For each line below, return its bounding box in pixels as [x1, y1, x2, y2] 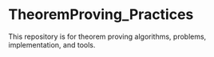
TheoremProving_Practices [8, 6, 194, 24]
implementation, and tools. [8, 40, 96, 49]
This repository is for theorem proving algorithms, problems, [8, 32, 207, 41]
